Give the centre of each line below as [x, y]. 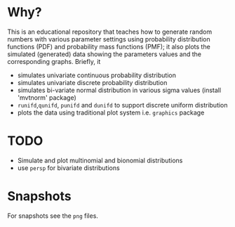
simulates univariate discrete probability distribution [92, 82]
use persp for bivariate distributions [69, 168]
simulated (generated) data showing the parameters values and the [105, 54]
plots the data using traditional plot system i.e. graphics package [111, 112]
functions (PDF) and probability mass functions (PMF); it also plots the [109, 46]
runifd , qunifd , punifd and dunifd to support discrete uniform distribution [122, 105]
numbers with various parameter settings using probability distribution [109, 39]
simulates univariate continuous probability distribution [97, 75]
